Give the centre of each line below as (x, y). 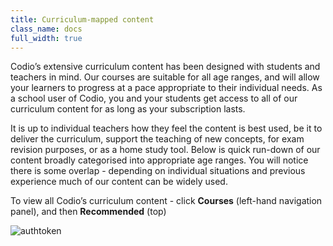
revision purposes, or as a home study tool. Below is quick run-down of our (165, 150)
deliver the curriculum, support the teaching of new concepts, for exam (157, 139)
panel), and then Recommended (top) (88, 212)
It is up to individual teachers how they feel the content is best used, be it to (166, 128)
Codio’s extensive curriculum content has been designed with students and (165, 67)
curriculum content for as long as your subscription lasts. (128, 109)
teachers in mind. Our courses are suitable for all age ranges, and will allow (165, 77)
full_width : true (46, 38)
